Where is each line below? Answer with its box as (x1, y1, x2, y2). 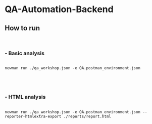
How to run (5, 24, 40, 32)
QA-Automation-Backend (5, 4, 114, 15)
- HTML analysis (5, 94, 46, 101)
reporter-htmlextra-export (5, 114, 62, 119)
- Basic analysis (5, 50, 45, 57)
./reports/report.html (63, 114, 112, 119)
